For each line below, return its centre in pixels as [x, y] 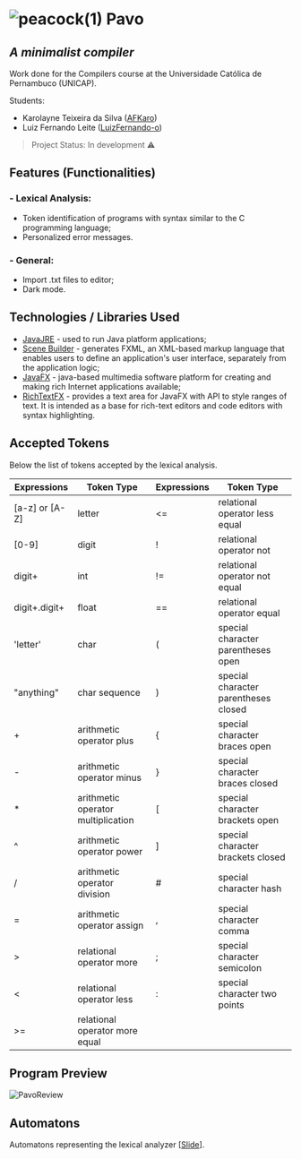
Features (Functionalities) [83, 173]
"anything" [37, 692]
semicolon [240, 967]
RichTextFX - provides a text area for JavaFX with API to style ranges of [155, 396]
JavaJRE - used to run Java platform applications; [114, 339]
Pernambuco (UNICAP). [53, 83]
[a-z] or [31, 508]
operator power [110, 851]
